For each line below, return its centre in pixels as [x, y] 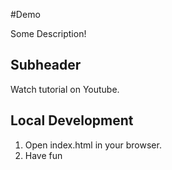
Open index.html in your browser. [93, 145]
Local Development [72, 120]
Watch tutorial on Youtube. [65, 89]
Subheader [46, 65]
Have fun [43, 155]
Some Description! [48, 33]
